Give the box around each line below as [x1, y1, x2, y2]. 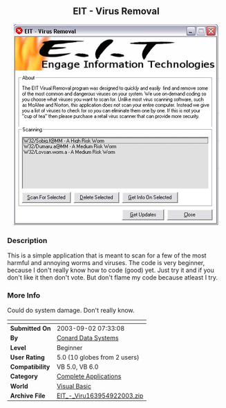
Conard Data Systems [56, 334, 119, 342]
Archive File [10, 391, 46, 400]
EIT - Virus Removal [72, 6, 160, 17]
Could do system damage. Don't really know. [7, 307, 135, 315]
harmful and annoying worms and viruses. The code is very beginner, [7, 259, 205, 267]
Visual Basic [56, 382, 92, 390]
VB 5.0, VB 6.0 [56, 362, 99, 371]
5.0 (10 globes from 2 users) [56, 353, 140, 361]
